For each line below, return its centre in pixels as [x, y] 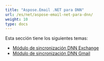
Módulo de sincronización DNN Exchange [56, 48]
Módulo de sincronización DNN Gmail [51, 53]
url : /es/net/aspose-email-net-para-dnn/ [49, 15]
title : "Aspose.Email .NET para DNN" [45, 10]
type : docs [17, 24]
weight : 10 [17, 19]
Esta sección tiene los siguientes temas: [46, 38]
